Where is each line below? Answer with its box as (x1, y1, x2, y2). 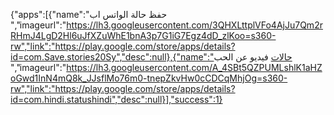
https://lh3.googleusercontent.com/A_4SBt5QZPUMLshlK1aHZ (66, 62, 323, 73)
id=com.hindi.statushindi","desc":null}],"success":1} (10, 94, 223, 105)
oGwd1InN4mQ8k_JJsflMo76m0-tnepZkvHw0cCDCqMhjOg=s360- (10, 72, 288, 84)
